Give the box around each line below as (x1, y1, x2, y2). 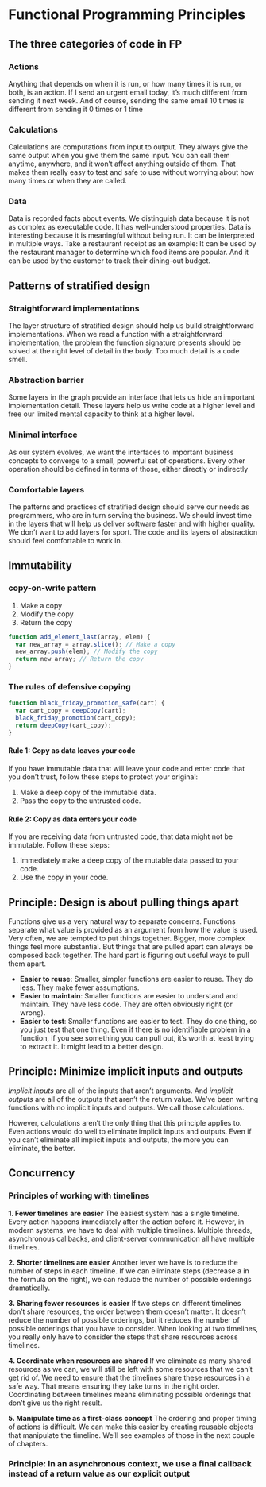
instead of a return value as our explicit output (8, 1468, 191, 1479)
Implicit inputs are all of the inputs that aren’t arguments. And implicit (8, 1086, 233, 1095)
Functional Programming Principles (8, 6, 246, 24)
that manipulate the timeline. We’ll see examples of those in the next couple (8, 1430, 256, 1439)
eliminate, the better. (8, 1143, 75, 1153)
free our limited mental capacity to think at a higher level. (8, 409, 195, 419)
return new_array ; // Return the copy (15, 655, 145, 663)
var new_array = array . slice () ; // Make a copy (15, 640, 176, 648)
